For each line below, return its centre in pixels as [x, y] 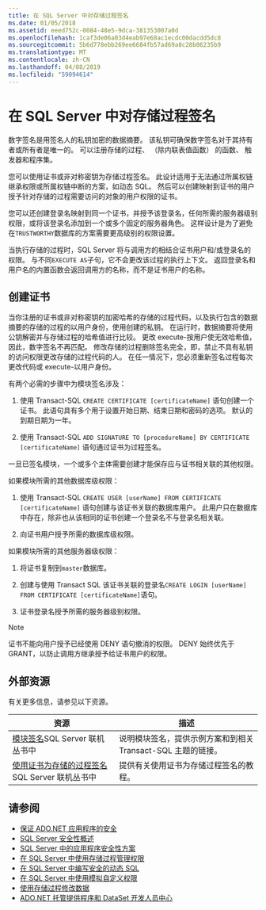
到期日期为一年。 [47, 420]
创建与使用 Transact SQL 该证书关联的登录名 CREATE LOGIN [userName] [133, 585]
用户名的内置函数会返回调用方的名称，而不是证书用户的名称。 [109, 270]
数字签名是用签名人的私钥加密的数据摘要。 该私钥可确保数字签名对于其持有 [131, 140]
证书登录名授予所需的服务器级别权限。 [82, 612]
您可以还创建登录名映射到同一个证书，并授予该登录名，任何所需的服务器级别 [133, 213]
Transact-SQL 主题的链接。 [170, 751]
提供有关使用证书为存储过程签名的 [182, 766]
